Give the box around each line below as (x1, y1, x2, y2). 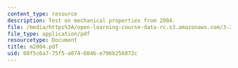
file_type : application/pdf (7, 30, 91, 38)
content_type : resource (7, 10, 78, 18)
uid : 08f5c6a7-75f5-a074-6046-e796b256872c (7, 50, 138, 57)
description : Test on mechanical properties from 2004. (7, 17, 176, 24)
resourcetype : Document (7, 37, 78, 44)
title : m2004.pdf (7, 43, 59, 50)
